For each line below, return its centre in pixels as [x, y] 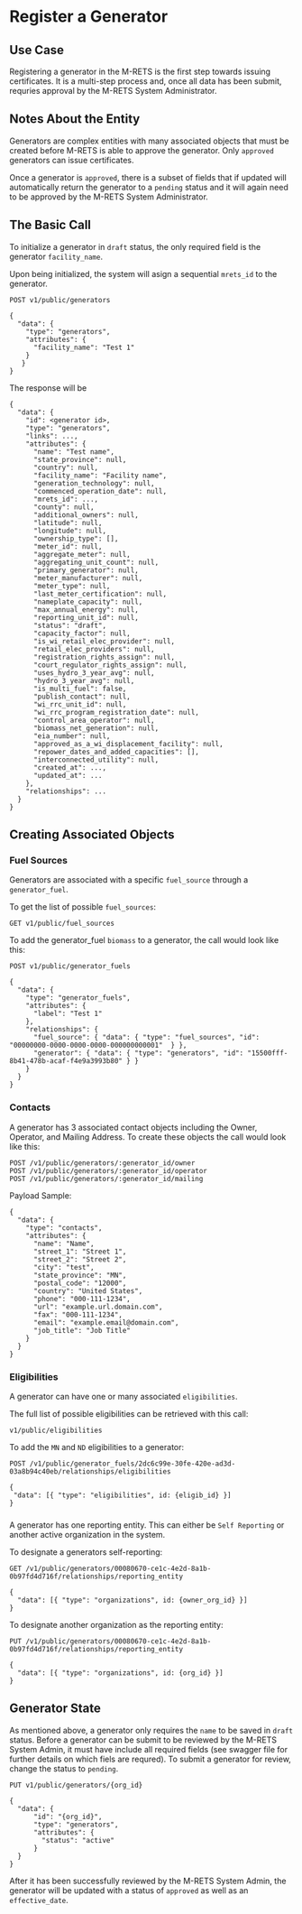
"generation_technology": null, [94, 483]
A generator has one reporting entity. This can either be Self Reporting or [147, 1525]
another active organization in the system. [87, 1534]
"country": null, [66, 467]
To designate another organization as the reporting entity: [116, 1624]
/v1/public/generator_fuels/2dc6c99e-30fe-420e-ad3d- [133, 1464]
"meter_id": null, [68, 546]
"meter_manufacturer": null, [88, 578]
